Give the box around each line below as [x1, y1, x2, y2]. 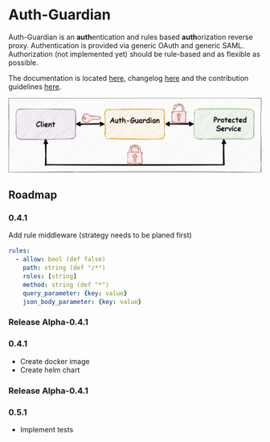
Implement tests [19, 424, 74, 434]
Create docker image [19, 356, 90, 366]
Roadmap [8, 189, 58, 202]
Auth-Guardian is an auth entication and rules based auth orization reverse [8, 32, 253, 42]
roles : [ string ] [22, 273, 78, 281]
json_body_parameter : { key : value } [22, 298, 142, 306]
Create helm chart [19, 365, 80, 375]
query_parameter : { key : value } [22, 289, 128, 298]
